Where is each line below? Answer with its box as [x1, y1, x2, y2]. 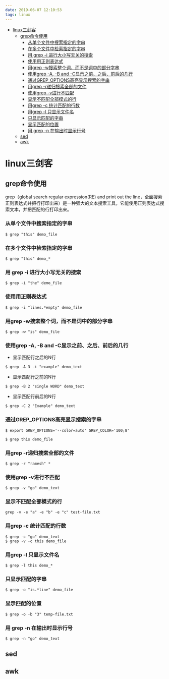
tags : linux [5, 12, 30, 17]
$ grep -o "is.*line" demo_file [5, 587, 73, 593]
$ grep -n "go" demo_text [5, 636, 60, 641]
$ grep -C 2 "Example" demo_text [5, 404, 76, 409]
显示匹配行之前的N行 [12, 374, 57, 380]
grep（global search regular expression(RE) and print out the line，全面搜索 [5, 194, 162, 200]
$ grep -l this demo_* [5, 563, 53, 568]
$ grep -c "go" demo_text [5, 534, 60, 539]
